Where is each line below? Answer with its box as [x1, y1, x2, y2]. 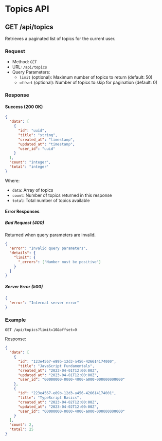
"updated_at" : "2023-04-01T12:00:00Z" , [18, 372, 99, 378]
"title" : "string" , [18, 132, 57, 137]
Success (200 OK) [5, 104, 43, 110]
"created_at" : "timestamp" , [18, 137, 75, 142]
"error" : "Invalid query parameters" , [9, 246, 89, 251]
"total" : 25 [9, 427, 34, 432]
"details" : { [9, 251, 36, 256]
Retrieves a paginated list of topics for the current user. [5, 36, 116, 41]
